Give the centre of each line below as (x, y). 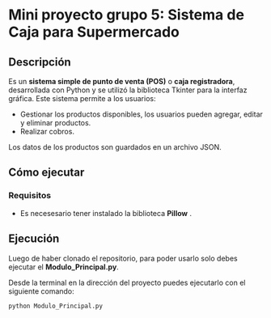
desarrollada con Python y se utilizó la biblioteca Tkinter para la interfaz (128, 90)
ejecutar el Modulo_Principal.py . (64, 267)
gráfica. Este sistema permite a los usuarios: (82, 98)
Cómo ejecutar (47, 173)
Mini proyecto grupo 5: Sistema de (127, 15)
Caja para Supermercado (94, 32)
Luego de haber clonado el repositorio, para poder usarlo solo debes (123, 258)
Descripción (40, 62)
